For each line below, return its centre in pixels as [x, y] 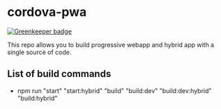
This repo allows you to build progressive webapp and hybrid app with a [111, 44]
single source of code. [39, 52]
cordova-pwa [47, 12]
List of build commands [59, 74]
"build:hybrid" [37, 98]
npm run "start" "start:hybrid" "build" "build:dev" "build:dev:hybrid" [114, 90]
